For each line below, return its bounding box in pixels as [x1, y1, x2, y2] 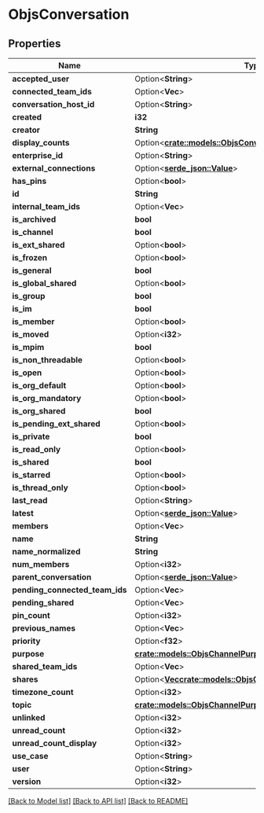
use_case [12, 751, 49, 761]
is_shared [12, 457, 49, 467]
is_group [12, 291, 46, 301]
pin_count [12, 610, 51, 620]
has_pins [12, 175, 47, 186]
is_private [12, 431, 50, 442]
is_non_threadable [12, 355, 83, 365]
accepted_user [12, 73, 69, 84]
